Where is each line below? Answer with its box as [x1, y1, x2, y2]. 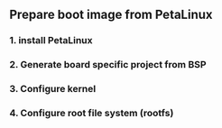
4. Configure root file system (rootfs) [9, 107, 174, 120]
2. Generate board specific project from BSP [9, 59, 207, 71]
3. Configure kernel [9, 83, 97, 96]
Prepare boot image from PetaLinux [9, 7, 214, 23]
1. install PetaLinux [9, 34, 93, 47]
